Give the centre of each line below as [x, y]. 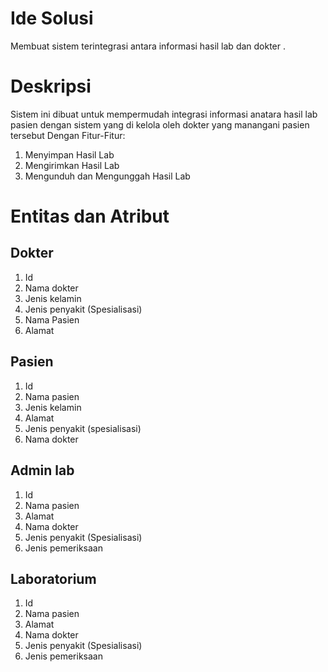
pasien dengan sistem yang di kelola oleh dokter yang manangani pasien [160, 124]
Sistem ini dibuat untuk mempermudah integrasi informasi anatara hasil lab [164, 114]
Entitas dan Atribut [90, 216]
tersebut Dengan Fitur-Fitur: [68, 135]
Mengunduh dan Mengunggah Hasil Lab [107, 176]
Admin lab [42, 470]
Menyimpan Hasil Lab [69, 154]
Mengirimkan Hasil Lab [72, 165]
